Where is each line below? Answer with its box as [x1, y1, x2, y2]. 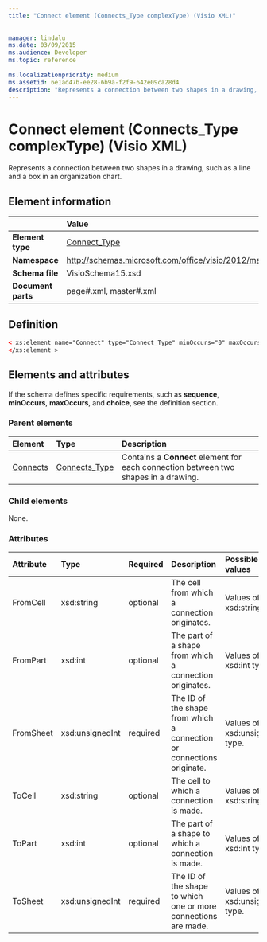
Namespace [12, 255, 60, 266]
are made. [170, 921, 209, 932]
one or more [170, 901, 217, 912]
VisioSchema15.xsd [66, 268, 141, 279]
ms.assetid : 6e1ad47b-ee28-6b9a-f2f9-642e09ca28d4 [8, 78, 180, 86]
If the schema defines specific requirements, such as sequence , [8, 389, 220, 399]
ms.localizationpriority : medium [8, 71, 119, 79]
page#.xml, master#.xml [66, 286, 157, 297]
